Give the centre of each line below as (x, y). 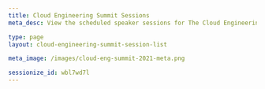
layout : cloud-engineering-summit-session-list (88, 44)
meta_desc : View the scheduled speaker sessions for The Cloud (114, 23)
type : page (26, 37)
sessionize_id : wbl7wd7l (49, 73)
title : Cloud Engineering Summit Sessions (79, 15)
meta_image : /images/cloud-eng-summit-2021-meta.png (97, 59)
